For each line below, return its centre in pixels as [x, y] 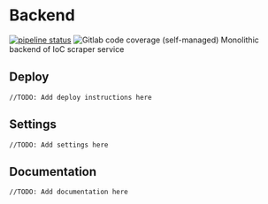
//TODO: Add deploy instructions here [80, 97]
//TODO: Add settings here [59, 145]
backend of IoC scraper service [67, 49]
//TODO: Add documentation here [69, 192]
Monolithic [240, 40]
